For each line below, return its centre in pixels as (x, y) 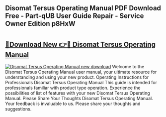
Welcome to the (128, 66)
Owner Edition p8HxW (40, 24)
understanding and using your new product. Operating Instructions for (77, 77)
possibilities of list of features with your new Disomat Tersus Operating (78, 93)
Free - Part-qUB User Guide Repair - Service (75, 16)
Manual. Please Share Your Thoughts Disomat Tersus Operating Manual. (79, 98)
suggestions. (18, 109)
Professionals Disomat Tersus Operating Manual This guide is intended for (81, 82)
